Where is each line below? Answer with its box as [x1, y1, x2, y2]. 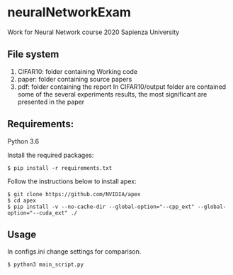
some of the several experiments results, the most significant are [17, 90, 208, 98]
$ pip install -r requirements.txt [7, 164, 113, 171]
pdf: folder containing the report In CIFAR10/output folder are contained [17, 82, 227, 91]
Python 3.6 [7, 136, 40, 146]
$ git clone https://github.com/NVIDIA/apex [7, 190, 141, 198]
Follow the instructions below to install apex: [7, 177, 137, 185]
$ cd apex [7, 197, 37, 204]
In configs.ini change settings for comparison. [7, 247, 142, 256]
